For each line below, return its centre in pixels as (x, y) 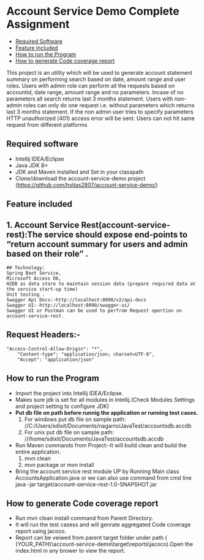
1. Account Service (43, 225)
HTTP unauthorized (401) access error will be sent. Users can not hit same (100, 118)
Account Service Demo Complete (93, 11)
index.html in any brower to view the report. (70, 551)
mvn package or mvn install (59, 464)
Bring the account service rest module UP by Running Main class (97, 471)
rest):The (25, 234)
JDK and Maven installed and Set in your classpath (79, 172)
